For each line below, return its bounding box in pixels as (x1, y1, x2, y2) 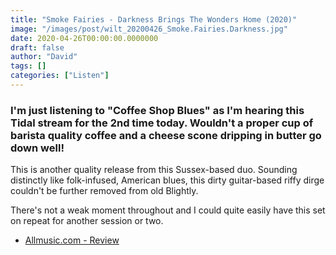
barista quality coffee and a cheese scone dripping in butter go (10, 128, 322, 142)
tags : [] (10, 61, 47, 71)
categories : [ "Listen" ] (10, 71, 110, 81)
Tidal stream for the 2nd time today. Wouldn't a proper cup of (10, 116, 314, 130)
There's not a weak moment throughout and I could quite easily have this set (10, 204, 326, 216)
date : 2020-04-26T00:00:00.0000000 (10, 33, 159, 43)
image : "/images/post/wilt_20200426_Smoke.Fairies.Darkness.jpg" (10, 24, 288, 34)
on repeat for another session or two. (10, 215, 164, 227)
